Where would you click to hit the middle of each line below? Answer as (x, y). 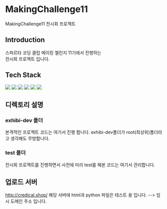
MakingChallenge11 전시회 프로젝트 (40, 24)
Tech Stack (23, 75)
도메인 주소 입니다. (28, 201)
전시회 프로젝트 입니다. (27, 59)
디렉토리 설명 (24, 105)
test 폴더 (16, 153)
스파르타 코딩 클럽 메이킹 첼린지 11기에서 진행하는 (53, 53)
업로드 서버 (21, 182)
